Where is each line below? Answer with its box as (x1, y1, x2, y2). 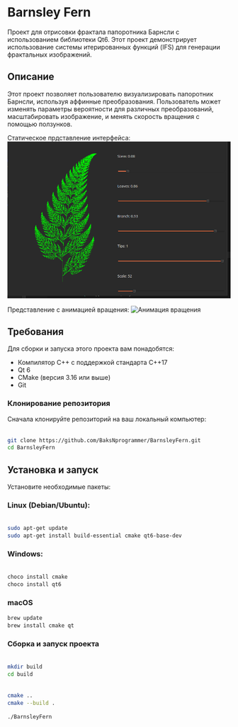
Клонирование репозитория (7, 398, 110, 408)
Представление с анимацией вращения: (7, 305, 130, 314)
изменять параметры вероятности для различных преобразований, (7, 104, 214, 113)
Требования (7, 325, 64, 337)
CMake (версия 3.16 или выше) (17, 373, 111, 382)
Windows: (7, 548, 44, 558)
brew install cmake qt (7, 622, 74, 629)
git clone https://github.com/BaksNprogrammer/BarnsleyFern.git (7, 436, 201, 444)
